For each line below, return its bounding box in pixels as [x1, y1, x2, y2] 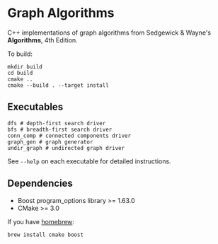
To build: [7, 50, 33, 58]
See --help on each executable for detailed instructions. [7, 157, 171, 165]
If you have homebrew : [7, 217, 74, 226]
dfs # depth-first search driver [7, 120, 106, 127]
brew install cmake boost [7, 231, 84, 238]
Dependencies [7, 178, 73, 190]
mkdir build [7, 63, 42, 70]
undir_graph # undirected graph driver [7, 144, 125, 151]
